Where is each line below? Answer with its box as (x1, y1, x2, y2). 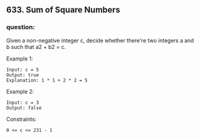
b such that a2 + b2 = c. (6, 43, 66, 50)
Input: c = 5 (6, 67, 39, 73)
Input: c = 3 (6, 99, 39, 105)
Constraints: (6, 115, 37, 123)
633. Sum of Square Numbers (6, 5, 120, 15)
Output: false (6, 105, 42, 111)
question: (6, 23, 35, 31)
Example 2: (6, 88, 34, 95)
